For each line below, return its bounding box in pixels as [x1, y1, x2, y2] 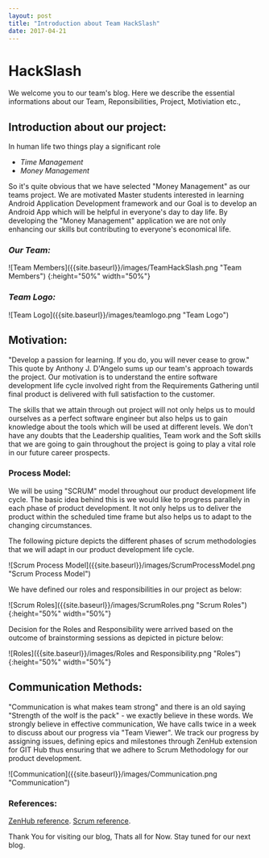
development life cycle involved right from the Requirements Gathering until [8, 380, 259, 390]
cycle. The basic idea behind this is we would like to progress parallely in [8, 494, 250, 504]
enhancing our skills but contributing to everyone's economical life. [8, 224, 232, 234]
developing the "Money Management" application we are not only [8, 216, 227, 226]
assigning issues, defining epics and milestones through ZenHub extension [8, 736, 258, 746]
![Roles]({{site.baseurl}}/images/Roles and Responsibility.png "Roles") [8, 648, 242, 658]
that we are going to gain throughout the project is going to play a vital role [8, 439, 256, 449]
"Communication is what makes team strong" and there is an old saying [8, 701, 246, 711]
